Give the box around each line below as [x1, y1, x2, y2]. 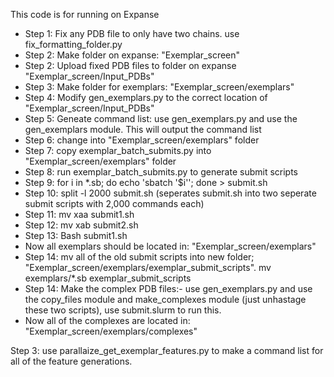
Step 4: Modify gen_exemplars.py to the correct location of [24, 92, 268, 103]
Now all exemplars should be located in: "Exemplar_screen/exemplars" [24, 240, 317, 252]
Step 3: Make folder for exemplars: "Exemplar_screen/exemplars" [24, 81, 295, 93]
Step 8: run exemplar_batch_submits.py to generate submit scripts [24, 166, 299, 178]
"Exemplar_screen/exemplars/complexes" [24, 325, 198, 337]
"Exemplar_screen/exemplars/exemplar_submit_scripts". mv [24, 262, 272, 273]
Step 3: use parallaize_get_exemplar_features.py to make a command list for [10, 345, 324, 356]
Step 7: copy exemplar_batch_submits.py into [24, 145, 212, 156]
